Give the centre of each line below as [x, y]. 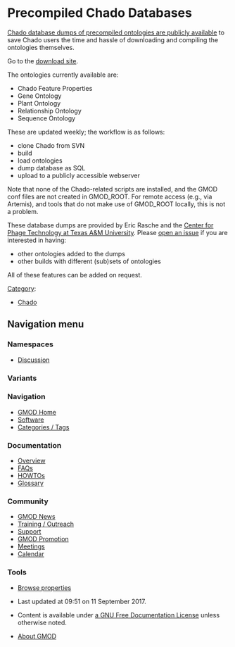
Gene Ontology [39, 96]
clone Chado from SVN [51, 145]
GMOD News [36, 517]
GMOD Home [37, 412]
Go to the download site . [43, 61]
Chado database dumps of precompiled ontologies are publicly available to [116, 32]
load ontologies [40, 161]
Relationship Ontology [50, 111]
